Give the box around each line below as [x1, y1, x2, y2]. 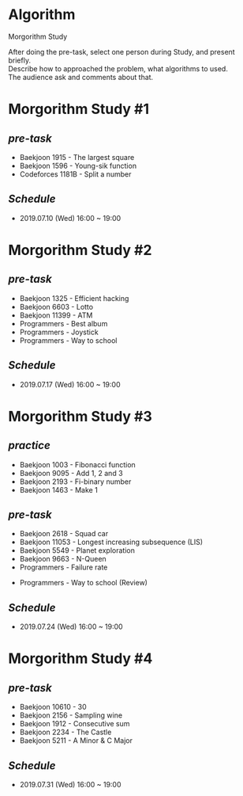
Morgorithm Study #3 [8, 407, 152, 425]
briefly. [8, 55, 32, 65]
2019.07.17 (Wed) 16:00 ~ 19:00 [19, 379, 121, 389]
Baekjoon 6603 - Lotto [19, 302, 93, 311]
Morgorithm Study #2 [8, 241, 152, 259]
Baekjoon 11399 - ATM [19, 310, 93, 320]
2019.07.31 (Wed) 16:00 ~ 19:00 [19, 780, 121, 789]
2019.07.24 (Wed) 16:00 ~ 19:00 [19, 622, 124, 631]
